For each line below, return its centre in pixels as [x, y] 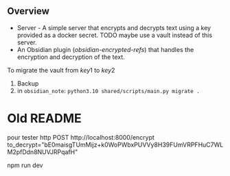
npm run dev [25, 165]
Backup [28, 83]
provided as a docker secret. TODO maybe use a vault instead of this [115, 35]
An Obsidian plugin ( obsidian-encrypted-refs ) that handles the [105, 49]
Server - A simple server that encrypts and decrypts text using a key [114, 27]
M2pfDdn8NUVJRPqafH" [43, 152]
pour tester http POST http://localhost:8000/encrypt [81, 137]
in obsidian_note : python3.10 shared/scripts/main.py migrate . [108, 90]
